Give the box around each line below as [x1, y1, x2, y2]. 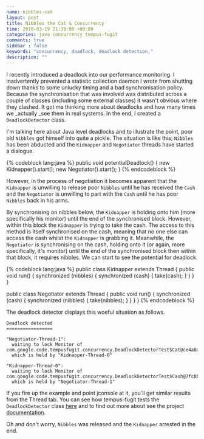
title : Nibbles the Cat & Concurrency [6, 20, 104, 26]
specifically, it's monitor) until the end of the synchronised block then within [6, 247, 196, 254]
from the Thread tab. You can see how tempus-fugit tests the [6, 396, 160, 403]
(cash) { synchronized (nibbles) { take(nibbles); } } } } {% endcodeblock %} [6, 296, 195, 304]
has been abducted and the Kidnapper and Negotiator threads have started [6, 140, 194, 148]
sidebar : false [6, 43, 47, 49]
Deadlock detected [6, 320, 53, 326]
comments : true [6, 37, 45, 43]
